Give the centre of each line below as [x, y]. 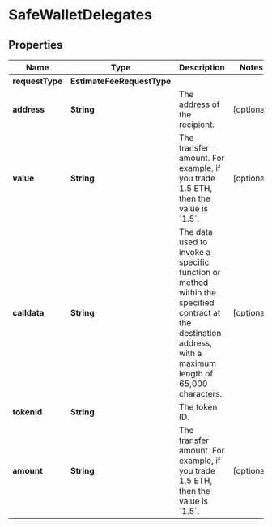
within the [198, 293]
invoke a [195, 252]
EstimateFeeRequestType [121, 81]
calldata [28, 313]
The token [198, 407]
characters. [201, 394]
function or [200, 272]
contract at [200, 313]
